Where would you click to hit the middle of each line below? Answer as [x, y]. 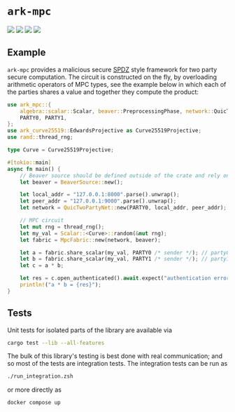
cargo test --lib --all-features [56, 343]
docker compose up [34, 403]
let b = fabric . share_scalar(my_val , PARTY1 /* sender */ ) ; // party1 [125, 259]
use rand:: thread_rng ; [40, 137]
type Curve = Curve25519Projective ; [60, 150]
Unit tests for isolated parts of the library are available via [90, 330]
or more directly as [34, 390]
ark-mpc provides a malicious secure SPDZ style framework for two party [112, 69]
